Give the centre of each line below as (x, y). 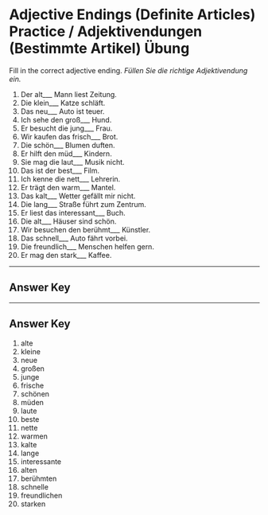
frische (32, 385)
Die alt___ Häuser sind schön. (68, 221)
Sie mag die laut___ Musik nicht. (73, 162)
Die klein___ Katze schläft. (63, 103)
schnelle (34, 486)
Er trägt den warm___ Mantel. (68, 187)
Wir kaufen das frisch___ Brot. (69, 136)
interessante (41, 461)
